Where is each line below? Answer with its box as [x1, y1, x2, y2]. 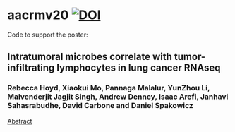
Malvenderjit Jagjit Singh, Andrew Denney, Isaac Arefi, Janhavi [7, 92, 229, 102]
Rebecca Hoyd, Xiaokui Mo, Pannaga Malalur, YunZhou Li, [7, 83, 210, 93]
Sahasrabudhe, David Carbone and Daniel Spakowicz [7, 101, 194, 111]
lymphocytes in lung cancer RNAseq [56, 62, 221, 74]
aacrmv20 [7, 7, 69, 23]
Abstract [7, 116, 32, 125]
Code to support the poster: [7, 30, 88, 39]
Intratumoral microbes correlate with [7, 51, 173, 63]
